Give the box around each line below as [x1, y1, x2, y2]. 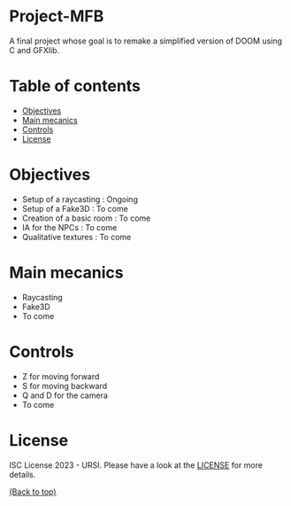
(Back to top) [9, 486, 57, 497]
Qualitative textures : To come [21, 231, 132, 242]
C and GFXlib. [9, 44, 60, 55]
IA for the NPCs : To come [21, 222, 118, 232]
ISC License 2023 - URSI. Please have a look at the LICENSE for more [9, 459, 264, 471]
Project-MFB [9, 6, 104, 27]
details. [9, 469, 36, 479]
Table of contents [9, 76, 142, 97]
